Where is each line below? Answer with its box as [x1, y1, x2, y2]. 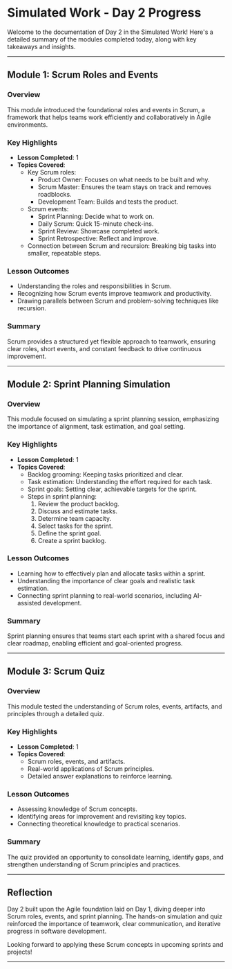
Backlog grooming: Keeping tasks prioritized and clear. [27, 470, 184, 479]
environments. [7, 120, 48, 129]
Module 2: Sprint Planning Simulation [7, 378, 171, 390]
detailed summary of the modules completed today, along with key [7, 35, 197, 43]
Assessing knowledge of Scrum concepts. [17, 805, 138, 813]
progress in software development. [7, 927, 107, 936]
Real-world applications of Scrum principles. [27, 765, 154, 773]
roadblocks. [37, 190, 72, 198]
